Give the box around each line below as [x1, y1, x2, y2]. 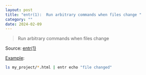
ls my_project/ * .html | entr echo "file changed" [5, 65, 113, 70]
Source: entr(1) [5, 45, 36, 51]
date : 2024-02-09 [5, 21, 42, 27]
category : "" [5, 17, 33, 22]
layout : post [5, 7, 33, 13]
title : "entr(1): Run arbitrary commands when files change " [5, 12, 142, 17]
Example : [5, 55, 25, 61]
